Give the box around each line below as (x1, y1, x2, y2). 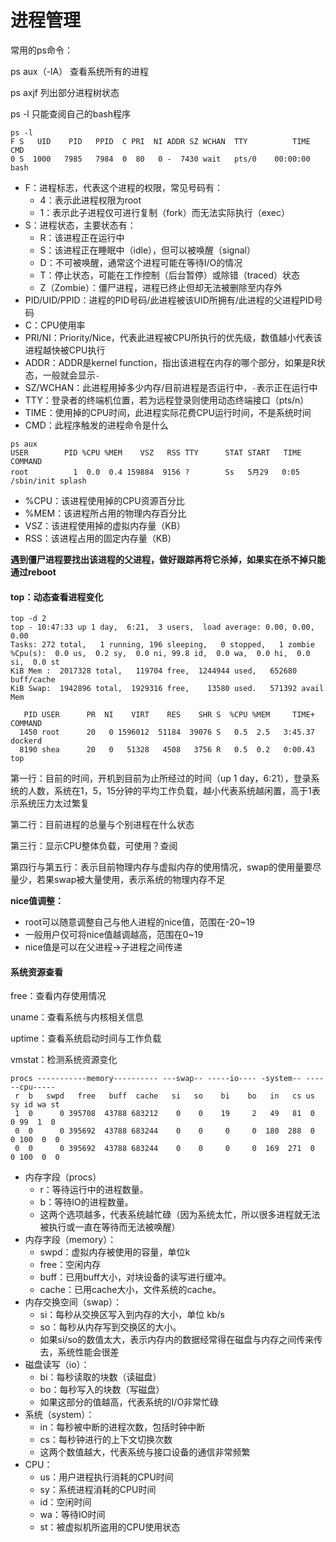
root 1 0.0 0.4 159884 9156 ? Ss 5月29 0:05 (10, 467, 300, 477)
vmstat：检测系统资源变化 (10, 1054, 118, 1066)
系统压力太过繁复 (18, 797, 90, 810)
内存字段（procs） (24, 1171, 102, 1183)
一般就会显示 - (42, 369, 100, 381)
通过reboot (10, 566, 57, 578)
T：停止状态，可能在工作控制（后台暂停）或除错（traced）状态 (39, 269, 301, 281)
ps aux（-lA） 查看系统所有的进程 (10, 65, 150, 77)
